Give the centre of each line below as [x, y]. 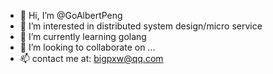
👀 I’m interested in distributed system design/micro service [141, 26]
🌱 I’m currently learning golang [83, 36]
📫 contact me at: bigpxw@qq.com [91, 58]
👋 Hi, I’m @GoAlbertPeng [71, 15]
